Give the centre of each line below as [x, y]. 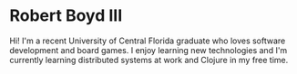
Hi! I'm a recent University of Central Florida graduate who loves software [148, 41]
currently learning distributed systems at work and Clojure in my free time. [149, 60]
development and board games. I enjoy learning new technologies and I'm [148, 50]
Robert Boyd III [66, 16]
